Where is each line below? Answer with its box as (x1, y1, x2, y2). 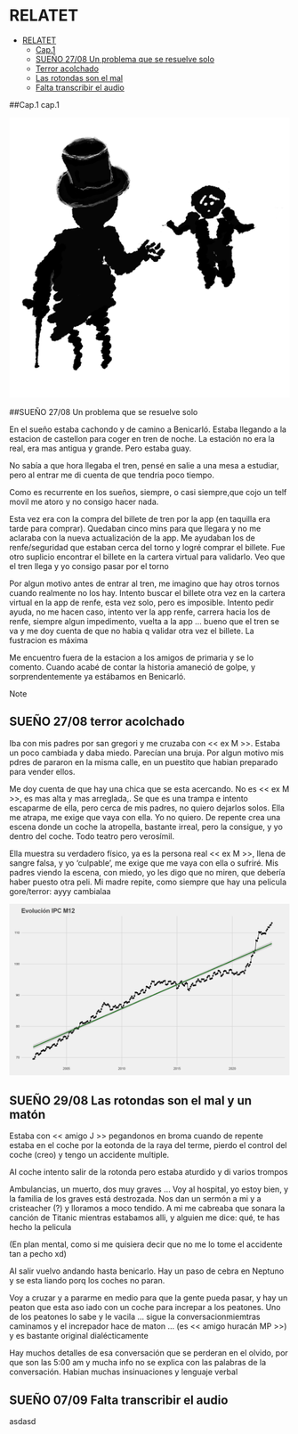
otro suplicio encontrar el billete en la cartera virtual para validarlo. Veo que (9, 551, 286, 562)
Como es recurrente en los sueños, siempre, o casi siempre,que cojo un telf (9, 486, 287, 497)
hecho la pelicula (9, 1222, 72, 1233)
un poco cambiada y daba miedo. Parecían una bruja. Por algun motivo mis (9, 747, 285, 758)
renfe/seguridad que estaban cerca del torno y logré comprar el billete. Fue (9, 542, 286, 552)
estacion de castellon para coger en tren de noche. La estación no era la (9, 433, 276, 444)
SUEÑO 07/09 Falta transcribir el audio (9, 1392, 229, 1407)
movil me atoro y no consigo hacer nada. (9, 496, 159, 507)
